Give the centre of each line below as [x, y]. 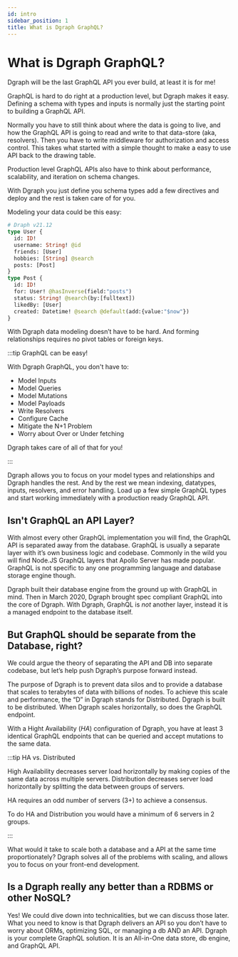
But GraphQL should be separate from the [102, 635]
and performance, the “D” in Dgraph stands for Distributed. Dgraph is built [117, 699]
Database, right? [45, 645]
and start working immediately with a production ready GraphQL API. [109, 498]
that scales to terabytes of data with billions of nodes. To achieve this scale [118, 692]
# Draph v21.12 [30, 226]
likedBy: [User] [38, 305]
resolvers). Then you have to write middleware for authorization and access [118, 141]
